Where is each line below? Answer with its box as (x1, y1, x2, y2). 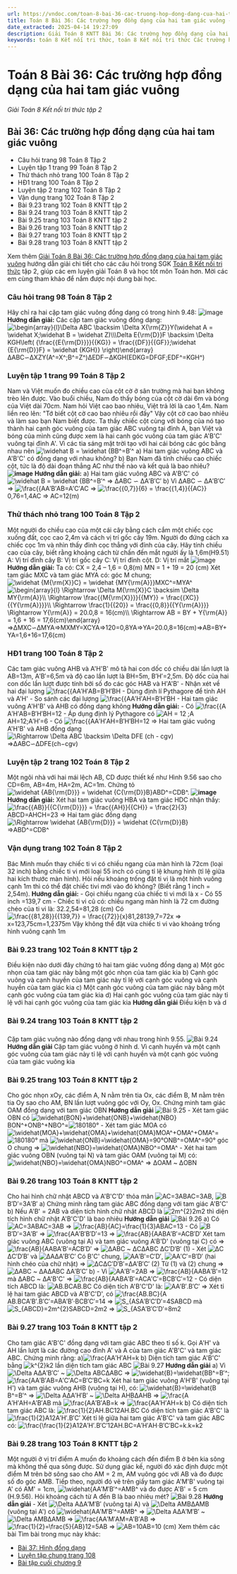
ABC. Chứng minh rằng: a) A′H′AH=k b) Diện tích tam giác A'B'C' (7, 1354, 221, 1362)
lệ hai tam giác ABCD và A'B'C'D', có (7, 1290, 114, 1298)
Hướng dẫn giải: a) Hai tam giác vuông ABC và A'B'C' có (34, 469, 200, 478)
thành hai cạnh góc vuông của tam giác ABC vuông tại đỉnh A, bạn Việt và (7, 425, 222, 433)
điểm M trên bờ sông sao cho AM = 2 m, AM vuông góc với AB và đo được (7, 1469, 224, 1478)
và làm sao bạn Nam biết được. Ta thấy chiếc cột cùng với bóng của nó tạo (7, 417, 225, 425)
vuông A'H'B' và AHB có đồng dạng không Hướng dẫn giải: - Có (7, 702, 194, 711)
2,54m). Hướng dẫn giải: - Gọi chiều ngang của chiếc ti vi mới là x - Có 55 (7, 889, 222, 898)
